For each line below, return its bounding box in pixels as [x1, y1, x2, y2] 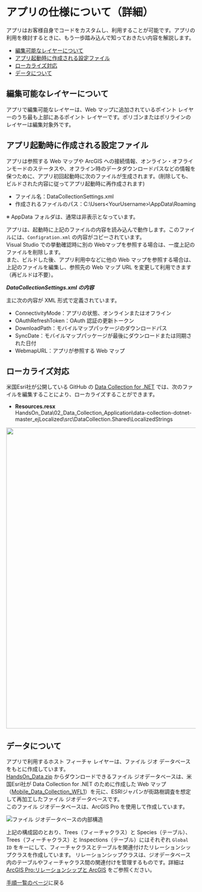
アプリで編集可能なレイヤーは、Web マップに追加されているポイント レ [6, 106, 183, 113]
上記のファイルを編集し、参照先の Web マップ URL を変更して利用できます [6, 263, 192, 271]
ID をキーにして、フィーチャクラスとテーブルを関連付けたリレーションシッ [6, 844, 191, 851]
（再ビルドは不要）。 [6, 271, 57, 278]
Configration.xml [27, 234, 71, 241]
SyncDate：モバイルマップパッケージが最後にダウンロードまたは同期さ [14, 332, 192, 339]
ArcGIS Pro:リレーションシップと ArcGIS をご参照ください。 [6, 866, 155, 873]
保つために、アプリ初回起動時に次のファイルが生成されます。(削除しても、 [6, 172, 191, 179]
